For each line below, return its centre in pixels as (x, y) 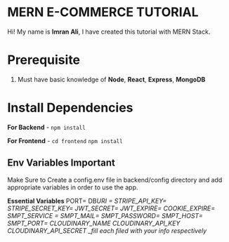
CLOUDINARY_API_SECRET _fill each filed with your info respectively (107, 230)
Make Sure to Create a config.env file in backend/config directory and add (115, 180)
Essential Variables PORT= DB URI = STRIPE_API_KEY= (87, 201)
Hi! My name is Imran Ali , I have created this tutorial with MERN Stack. (109, 32)
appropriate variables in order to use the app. (73, 187)
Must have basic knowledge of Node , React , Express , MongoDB (111, 79)
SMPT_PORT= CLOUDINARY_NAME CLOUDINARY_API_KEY (94, 223)
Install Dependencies (70, 108)
